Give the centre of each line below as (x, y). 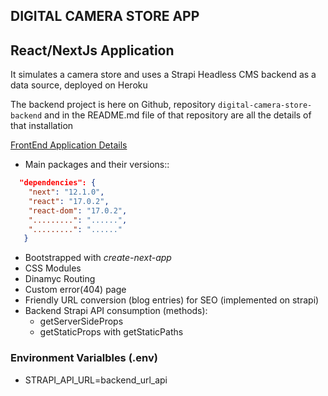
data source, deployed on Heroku (79, 85)
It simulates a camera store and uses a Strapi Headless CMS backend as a (163, 75)
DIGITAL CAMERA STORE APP (105, 16)
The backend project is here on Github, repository (113, 105)
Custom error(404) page (75, 290)
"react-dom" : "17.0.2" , (78, 210)
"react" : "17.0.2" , (69, 201)
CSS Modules (53, 268)
